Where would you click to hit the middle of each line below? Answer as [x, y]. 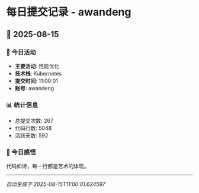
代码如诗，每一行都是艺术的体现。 [48, 166]
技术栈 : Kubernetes [38, 73]
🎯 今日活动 [21, 52]
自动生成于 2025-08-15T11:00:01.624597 [56, 184]
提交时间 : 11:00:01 [36, 81]
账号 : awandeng [34, 88]
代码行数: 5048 [33, 128]
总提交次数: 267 [34, 121]
